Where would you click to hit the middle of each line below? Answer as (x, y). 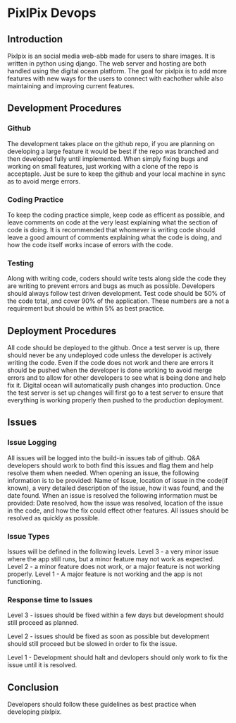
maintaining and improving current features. (71, 86)
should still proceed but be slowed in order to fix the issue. (92, 644)
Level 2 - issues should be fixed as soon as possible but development (108, 636)
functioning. (25, 582)
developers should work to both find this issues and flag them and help (110, 465)
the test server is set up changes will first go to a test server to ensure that (116, 393)
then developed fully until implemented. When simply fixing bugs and (108, 159)
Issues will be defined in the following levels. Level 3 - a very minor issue (113, 551)
